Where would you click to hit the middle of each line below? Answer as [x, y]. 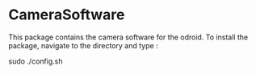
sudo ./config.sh [36, 61]
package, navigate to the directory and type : [84, 45]
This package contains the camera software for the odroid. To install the [128, 37]
